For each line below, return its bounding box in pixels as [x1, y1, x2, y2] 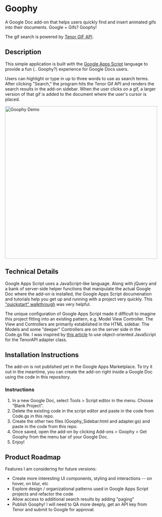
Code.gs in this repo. [12, 413, 54, 419]
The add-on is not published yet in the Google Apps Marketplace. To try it [5, 364, 153, 369]
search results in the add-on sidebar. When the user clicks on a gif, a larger [5, 86, 156, 92]
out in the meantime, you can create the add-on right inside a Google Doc [5, 369, 153, 375]
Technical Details [5, 267, 59, 276]
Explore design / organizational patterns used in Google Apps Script [12, 486, 148, 492]
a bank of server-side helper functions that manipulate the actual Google [5, 285, 151, 291]
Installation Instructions [5, 350, 79, 359]
